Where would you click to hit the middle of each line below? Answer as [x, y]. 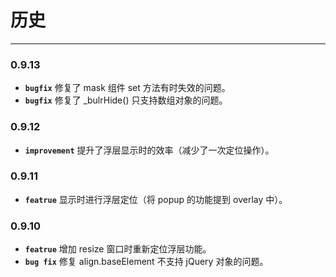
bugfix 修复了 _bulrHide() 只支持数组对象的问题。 [126, 100]
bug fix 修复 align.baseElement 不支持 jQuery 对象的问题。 [146, 262]
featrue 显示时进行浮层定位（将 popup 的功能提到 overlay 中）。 [156, 199]
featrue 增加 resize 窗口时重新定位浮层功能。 [118, 249]
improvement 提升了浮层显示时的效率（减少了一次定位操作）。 [149, 150]
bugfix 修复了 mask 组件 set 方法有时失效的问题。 [127, 88]
